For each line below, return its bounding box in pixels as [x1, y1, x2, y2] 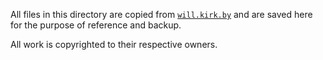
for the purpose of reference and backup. [10, 19, 182, 31]
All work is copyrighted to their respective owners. [10, 39, 218, 50]
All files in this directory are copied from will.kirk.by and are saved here [10, 9, 313, 20]
